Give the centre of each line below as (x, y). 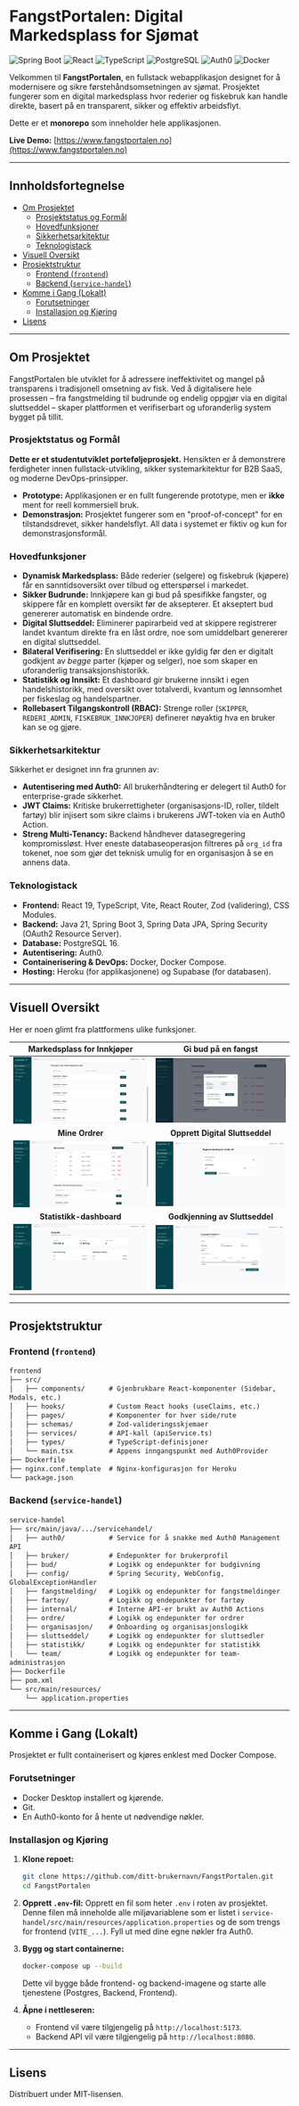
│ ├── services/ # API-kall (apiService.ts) (111, 1433)
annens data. (46, 862)
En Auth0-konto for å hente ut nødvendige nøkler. (113, 1816)
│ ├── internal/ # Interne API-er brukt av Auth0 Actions (137, 1609)
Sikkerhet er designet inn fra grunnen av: (85, 770)
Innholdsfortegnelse (67, 186)
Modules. (39, 914)
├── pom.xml (31, 1680)
